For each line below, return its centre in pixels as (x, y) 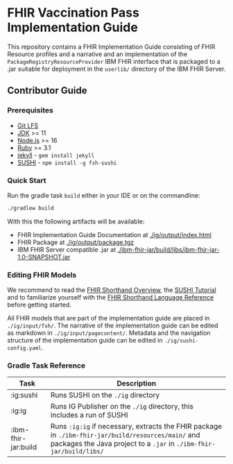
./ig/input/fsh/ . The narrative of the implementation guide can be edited (113, 326)
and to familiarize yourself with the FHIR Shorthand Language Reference (111, 298)
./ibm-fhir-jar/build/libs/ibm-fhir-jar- (169, 249)
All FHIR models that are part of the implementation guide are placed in (109, 318)
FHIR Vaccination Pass (74, 13)
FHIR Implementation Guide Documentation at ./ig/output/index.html (114, 234)
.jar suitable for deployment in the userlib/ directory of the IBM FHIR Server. (116, 69)
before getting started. (39, 305)
